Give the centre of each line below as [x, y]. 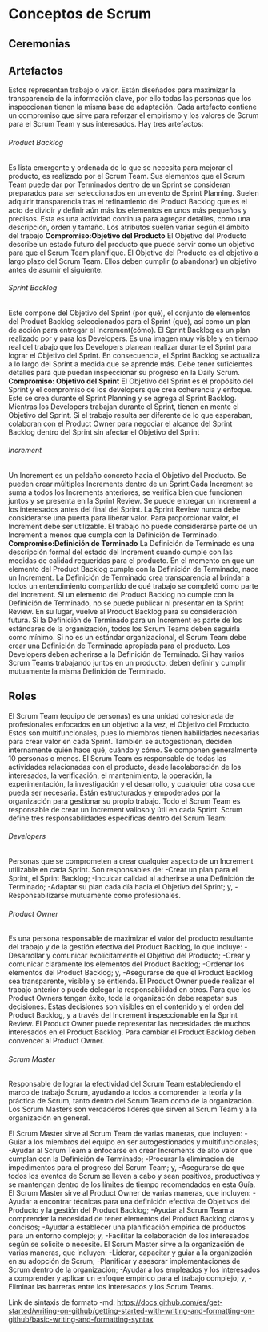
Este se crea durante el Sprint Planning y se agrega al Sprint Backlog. [123, 398]
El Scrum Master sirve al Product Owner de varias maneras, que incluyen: [130, 1193]
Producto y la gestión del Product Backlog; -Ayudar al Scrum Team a [121, 1210]
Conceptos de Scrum [80, 14]
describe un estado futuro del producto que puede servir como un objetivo [132, 244]
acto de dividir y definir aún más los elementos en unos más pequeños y [128, 210]
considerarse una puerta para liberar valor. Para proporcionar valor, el [123, 518]
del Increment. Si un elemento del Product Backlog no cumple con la [121, 595]
